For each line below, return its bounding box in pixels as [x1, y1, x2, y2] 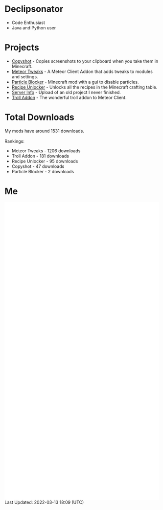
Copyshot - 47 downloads [11, 163, 65, 169]
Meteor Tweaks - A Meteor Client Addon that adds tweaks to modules [11, 69, 153, 74]
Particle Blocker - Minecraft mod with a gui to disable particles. [11, 79, 139, 85]
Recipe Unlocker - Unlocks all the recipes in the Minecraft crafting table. [11, 84, 158, 90]
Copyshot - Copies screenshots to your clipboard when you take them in [11, 58, 159, 64]
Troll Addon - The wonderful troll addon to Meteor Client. [11, 94, 127, 100]
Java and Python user [11, 24, 56, 30]
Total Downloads [4, 112, 74, 123]
